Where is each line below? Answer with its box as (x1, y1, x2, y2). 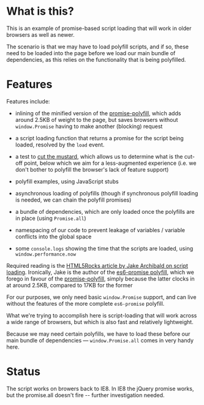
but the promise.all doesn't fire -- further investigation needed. (6, 391, 165, 399)
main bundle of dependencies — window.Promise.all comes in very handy (6, 336, 194, 344)
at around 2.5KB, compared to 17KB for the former (6, 281, 133, 289)
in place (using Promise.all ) (15, 214, 87, 222)
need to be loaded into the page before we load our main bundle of (6, 49, 176, 56)
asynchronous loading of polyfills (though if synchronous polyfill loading (15, 189, 198, 197)
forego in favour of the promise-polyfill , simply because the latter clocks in (6, 274, 195, 282)
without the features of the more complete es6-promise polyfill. (6, 300, 165, 307)
